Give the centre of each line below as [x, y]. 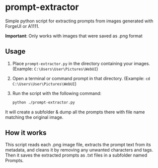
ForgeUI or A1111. [22, 26]
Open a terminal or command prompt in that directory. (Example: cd [81, 78]
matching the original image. [34, 117]
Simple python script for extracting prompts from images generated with [79, 21]
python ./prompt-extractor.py [44, 102]
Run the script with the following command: [57, 93]
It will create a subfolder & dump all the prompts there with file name [75, 112]
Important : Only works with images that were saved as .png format [74, 36]
